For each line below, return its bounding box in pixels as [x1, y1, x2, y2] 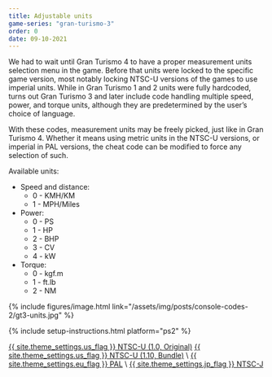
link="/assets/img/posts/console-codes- [112, 302, 248, 312]
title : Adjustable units [8, 11, 93, 20]
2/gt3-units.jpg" [8, 310, 63, 320]
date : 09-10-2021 [8, 34, 68, 43]
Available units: [8, 166, 59, 176]
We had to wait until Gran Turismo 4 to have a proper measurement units [8, 57, 252, 67]
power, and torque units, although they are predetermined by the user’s [8, 100, 248, 110]
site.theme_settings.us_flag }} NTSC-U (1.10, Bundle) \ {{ [8, 351, 197, 361]
